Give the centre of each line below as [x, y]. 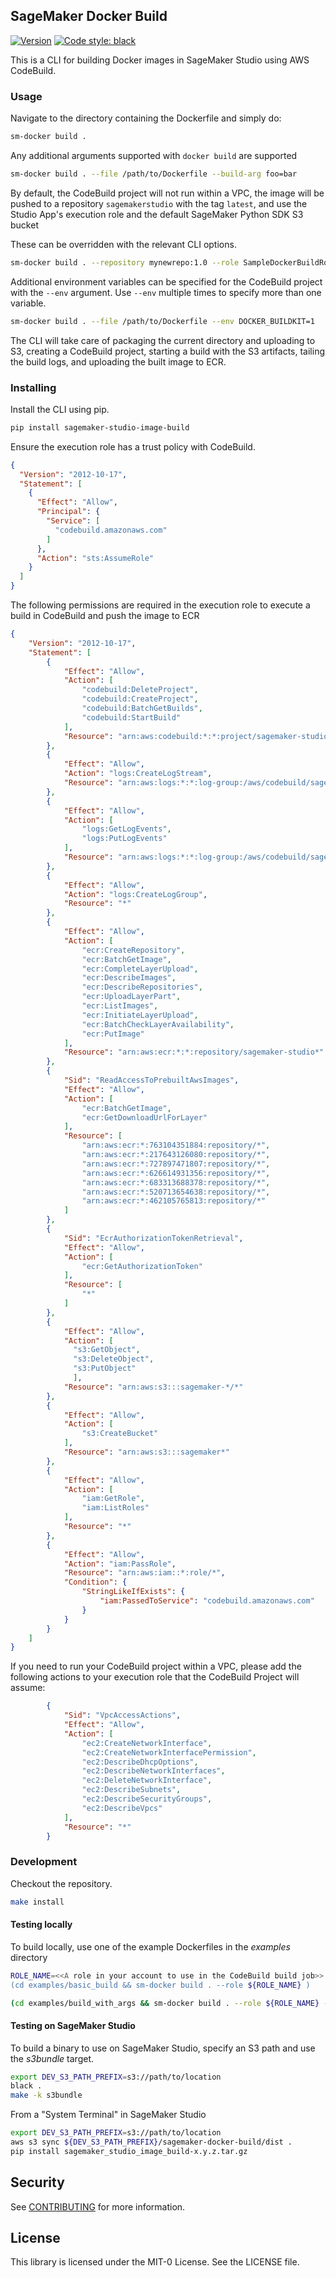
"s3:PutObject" [105, 1369]
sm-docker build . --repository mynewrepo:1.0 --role [125, 262]
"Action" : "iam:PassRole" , [120, 1564]
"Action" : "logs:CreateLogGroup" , [135, 894]
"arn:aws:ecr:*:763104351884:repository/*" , [176, 1145]
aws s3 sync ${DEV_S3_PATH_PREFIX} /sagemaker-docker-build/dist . [151, 2142]
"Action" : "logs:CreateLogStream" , [138, 774]
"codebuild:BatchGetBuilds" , [142, 709]
